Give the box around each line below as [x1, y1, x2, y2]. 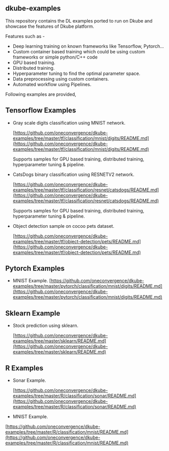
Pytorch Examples [5, 264, 65, 273]
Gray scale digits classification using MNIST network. [12, 120, 125, 126]
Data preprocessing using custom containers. [12, 75, 109, 82]
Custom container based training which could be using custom [12, 48, 145, 54]
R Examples [5, 364, 44, 372]
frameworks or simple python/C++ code [12, 54, 98, 60]
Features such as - [5, 33, 45, 39]
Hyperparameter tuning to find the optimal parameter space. [12, 70, 141, 76]
